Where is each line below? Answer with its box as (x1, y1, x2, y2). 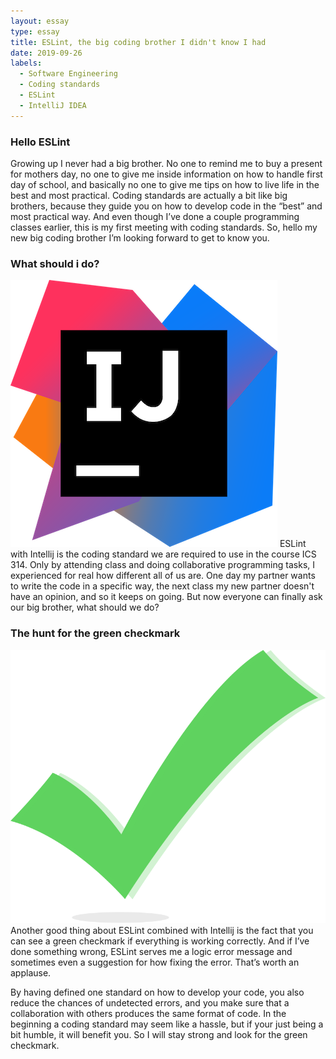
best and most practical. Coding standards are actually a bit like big (10, 189, 288, 201)
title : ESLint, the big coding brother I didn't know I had (10, 37, 267, 47)
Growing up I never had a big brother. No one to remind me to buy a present (10, 157, 323, 169)
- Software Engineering (19, 69, 118, 79)
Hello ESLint (10, 135, 71, 149)
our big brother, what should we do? (10, 601, 160, 614)
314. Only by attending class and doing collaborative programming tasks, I (10, 559, 316, 571)
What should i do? (10, 256, 100, 270)
